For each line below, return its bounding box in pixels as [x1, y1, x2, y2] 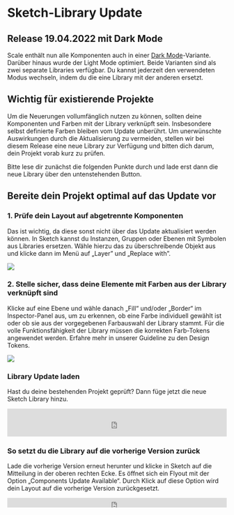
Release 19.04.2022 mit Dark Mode [7, 33, 163, 45]
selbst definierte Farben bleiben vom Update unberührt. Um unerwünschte [7, 127, 221, 135]
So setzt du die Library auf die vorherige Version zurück [7, 446, 201, 456]
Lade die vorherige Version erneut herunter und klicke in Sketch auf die [7, 462, 212, 470]
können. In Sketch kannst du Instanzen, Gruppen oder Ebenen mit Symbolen [7, 234, 226, 243]
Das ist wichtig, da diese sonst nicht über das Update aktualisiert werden [7, 226, 217, 235]
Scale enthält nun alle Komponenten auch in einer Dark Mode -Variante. [7, 51, 211, 59]
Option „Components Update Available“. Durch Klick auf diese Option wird [7, 477, 219, 485]
